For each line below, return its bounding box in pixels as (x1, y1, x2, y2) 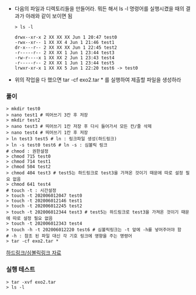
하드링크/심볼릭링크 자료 (6, 249, 61, 256)
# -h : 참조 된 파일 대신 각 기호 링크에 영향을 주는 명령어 (6, 233, 133, 239)
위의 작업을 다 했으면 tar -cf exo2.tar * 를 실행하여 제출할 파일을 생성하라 (14, 76, 181, 83)
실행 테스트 (6, 266, 36, 274)
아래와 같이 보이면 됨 (25, 12, 73, 19)
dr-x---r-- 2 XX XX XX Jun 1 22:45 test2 (14, 45, 117, 50)
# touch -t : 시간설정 (6, 188, 57, 194)
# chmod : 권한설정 (6, 148, 49, 154)
